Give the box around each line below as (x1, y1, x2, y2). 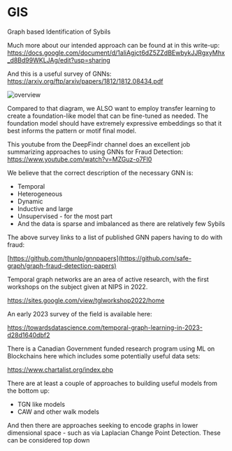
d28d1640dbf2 (7, 330, 50, 339)
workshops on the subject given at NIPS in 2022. (7, 282, 148, 291)
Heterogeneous (17, 189, 63, 198)
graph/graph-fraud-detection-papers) (7, 261, 117, 270)
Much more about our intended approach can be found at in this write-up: (7, 41, 220, 49)
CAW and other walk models (17, 408, 100, 416)
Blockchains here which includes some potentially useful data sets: (7, 351, 201, 360)
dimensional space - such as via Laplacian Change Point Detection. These (7, 429, 222, 437)
